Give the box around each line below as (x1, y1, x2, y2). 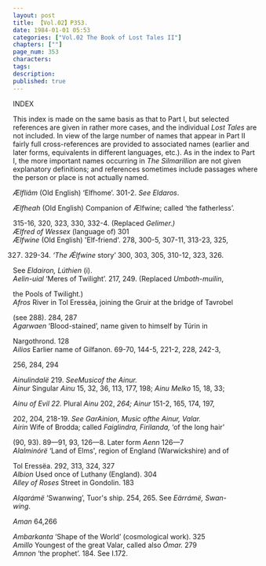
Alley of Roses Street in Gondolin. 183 (13, 477, 134, 487)
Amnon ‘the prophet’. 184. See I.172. (13, 548, 129, 558)
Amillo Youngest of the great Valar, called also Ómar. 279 (13, 540, 198, 549)
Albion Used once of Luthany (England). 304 (13, 469, 158, 479)
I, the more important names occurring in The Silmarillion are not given (13, 156, 242, 165)
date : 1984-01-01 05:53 (13, 26, 91, 34)
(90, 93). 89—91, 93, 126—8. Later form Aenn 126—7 (13, 437, 184, 447)
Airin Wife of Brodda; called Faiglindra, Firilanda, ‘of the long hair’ (13, 422, 225, 432)
